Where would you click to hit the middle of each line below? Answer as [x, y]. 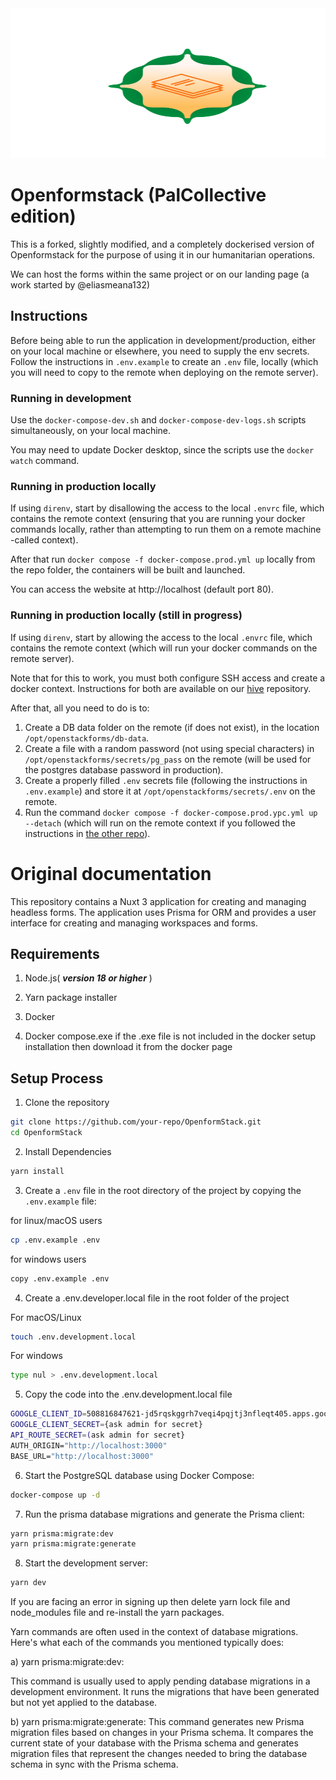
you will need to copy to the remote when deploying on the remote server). [164, 372]
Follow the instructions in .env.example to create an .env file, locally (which [164, 361]
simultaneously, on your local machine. [91, 431]
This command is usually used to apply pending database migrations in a [160, 1681]
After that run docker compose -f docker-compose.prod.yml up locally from [163, 559]
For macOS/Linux [46, 1317]
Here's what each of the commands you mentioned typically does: [147, 1643]
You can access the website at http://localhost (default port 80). [142, 589]
